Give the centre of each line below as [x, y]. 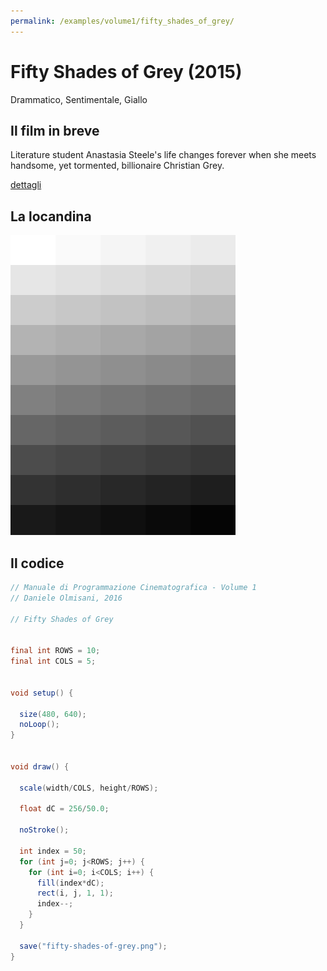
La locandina [51, 216]
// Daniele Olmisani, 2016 [66, 598]
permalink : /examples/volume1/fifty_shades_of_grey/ [122, 21]
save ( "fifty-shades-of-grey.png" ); [93, 946]
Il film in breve [55, 130]
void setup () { [42, 693]
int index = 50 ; [53, 851]
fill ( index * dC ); [70, 883]
